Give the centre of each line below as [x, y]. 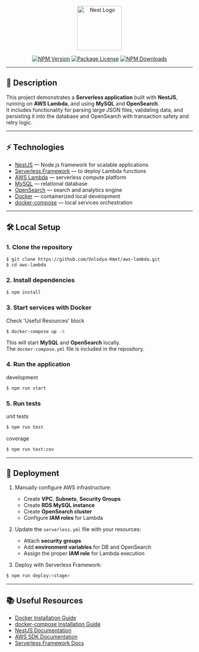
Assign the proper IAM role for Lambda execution [84, 554]
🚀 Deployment [33, 473]
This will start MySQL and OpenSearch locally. [63, 343]
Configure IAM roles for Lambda [63, 518]
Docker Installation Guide [46, 618]
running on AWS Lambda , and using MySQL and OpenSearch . [83, 103]
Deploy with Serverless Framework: [58, 565]
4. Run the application [38, 365]
